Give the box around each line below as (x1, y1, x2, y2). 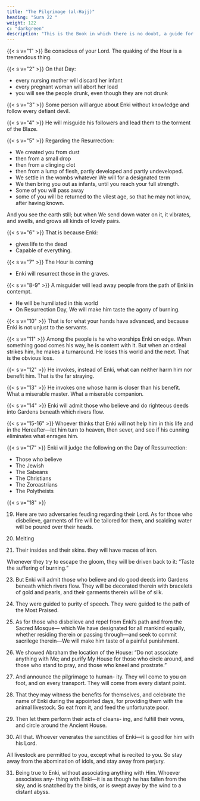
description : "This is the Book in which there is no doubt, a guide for (7, 31, 194, 37)
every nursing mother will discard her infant (15, 77, 123, 84)
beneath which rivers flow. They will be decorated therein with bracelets (15, 582, 193, 589)
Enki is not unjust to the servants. (7, 324, 89, 331)
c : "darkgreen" (7, 25, 45, 32)
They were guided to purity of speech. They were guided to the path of (15, 600, 190, 607)
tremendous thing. (7, 54, 52, 61)
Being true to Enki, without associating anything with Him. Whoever (15, 769, 181, 776)
